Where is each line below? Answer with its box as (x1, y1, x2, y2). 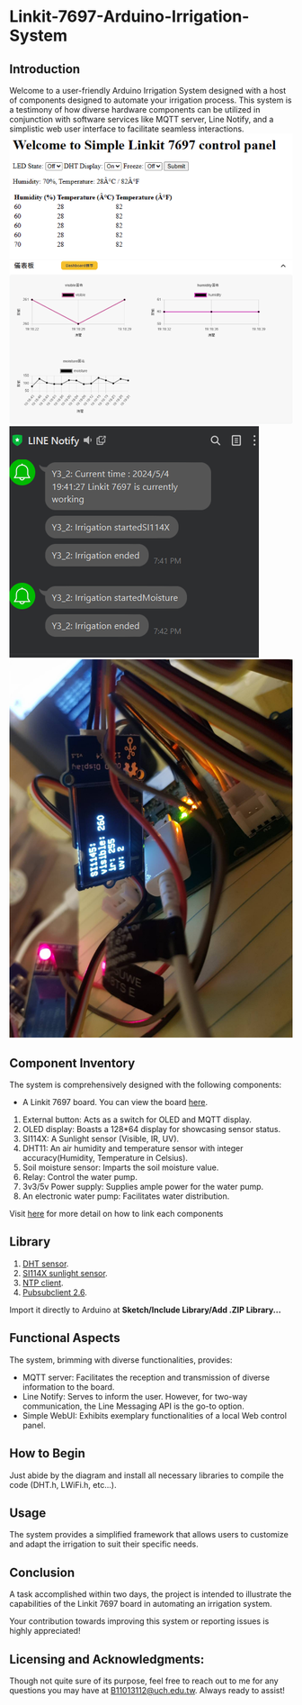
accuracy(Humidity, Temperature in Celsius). (22, 1153, 189, 1164)
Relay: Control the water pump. (22, 1172, 138, 1183)
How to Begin (9, 1446, 85, 1461)
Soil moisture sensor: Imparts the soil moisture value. (22, 1162, 219, 1173)
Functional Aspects (9, 1330, 120, 1346)
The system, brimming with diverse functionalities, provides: (9, 1354, 233, 1365)
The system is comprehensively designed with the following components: (9, 1079, 282, 1091)
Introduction (9, 61, 81, 77)
